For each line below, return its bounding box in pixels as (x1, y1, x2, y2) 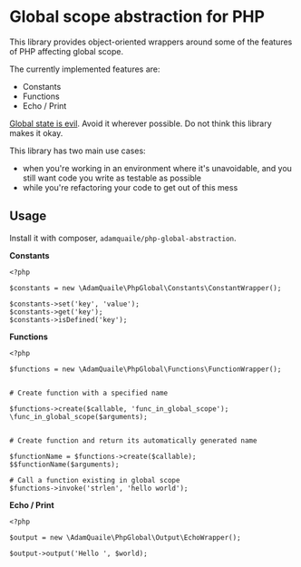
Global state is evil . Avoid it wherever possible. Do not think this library (9, 118, 272, 129)
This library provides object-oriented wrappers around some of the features (9, 36, 293, 47)
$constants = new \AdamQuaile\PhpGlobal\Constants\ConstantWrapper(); (9, 283, 282, 292)
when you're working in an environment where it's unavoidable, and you (22, 162, 293, 173)
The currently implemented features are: (9, 64, 160, 74)
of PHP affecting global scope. (9, 45, 124, 56)
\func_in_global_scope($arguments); (9, 412, 148, 421)
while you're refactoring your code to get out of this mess (22, 181, 238, 192)
